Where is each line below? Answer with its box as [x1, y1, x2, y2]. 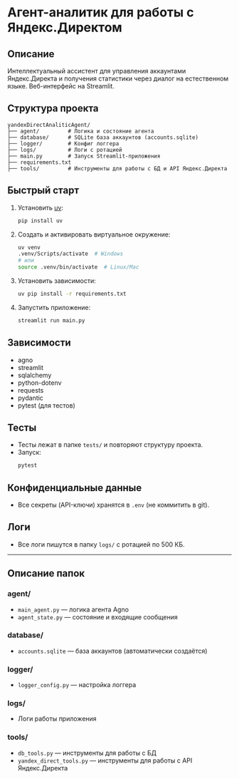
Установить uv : [17, 203, 64, 212]
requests [17, 386, 44, 394]
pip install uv [17, 217, 63, 225]
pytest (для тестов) [17, 401, 76, 410]
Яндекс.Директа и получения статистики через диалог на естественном [7, 74, 229, 83]
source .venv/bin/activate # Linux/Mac [17, 264, 139, 271]
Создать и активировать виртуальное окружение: [17, 229, 171, 239]
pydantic [17, 393, 44, 402]
